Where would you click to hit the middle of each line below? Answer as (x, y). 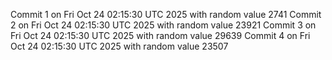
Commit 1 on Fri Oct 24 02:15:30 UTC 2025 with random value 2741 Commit (166, 14)
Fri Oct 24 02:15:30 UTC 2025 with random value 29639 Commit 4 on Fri (160, 35)
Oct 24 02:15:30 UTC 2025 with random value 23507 (119, 46)
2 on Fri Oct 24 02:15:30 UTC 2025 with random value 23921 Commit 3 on (163, 25)
